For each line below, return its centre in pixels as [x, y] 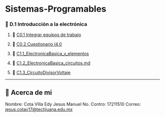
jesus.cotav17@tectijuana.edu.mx [39, 109]
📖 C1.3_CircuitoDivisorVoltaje [41, 73]
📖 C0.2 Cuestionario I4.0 [37, 44]
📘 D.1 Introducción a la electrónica [46, 24]
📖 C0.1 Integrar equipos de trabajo [47, 35]
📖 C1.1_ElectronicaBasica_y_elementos [51, 54]
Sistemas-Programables [56, 9]
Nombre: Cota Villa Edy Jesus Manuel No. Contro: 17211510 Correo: [73, 104]
